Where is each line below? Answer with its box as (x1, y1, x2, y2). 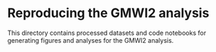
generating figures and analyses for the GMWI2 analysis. (7, 36, 174, 44)
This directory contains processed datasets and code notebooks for (7, 28, 207, 37)
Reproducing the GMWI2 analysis (7, 5, 210, 21)
